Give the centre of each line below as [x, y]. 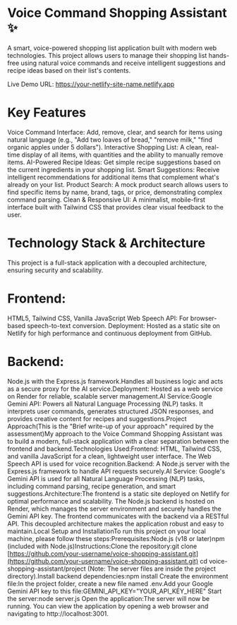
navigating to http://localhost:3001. [58, 613]
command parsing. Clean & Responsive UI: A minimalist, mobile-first [107, 200]
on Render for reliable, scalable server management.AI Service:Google [110, 396]
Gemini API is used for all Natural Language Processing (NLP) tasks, [106, 478]
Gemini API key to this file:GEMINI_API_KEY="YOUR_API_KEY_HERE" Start [115, 591]
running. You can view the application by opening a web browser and [108, 606]
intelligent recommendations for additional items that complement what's [114, 177]
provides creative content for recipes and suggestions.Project [97, 418]
